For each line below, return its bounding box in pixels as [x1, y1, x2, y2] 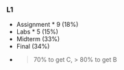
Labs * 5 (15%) [16, 27, 59, 36]
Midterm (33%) [16, 35, 60, 43]
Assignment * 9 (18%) [16, 21, 79, 29]
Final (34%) [16, 43, 50, 51]
